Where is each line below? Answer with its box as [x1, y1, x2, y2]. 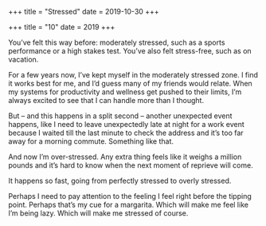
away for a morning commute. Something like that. [8, 137, 174, 146]
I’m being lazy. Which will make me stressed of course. [8, 208, 189, 218]
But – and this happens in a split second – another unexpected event [8, 111, 233, 121]
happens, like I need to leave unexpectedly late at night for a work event [8, 120, 244, 129]
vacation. [8, 55, 39, 64]
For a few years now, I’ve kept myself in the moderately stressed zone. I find [8, 70, 259, 79]
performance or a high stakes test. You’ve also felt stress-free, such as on [8, 46, 252, 55]
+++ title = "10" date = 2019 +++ [8, 22, 115, 31]
